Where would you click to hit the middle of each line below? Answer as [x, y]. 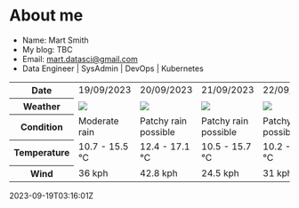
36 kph [93, 172]
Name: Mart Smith [55, 40]
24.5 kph [221, 172]
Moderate [99, 121]
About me [46, 16]
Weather [41, 106]
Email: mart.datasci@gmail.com [80, 59]
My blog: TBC [47, 49]
